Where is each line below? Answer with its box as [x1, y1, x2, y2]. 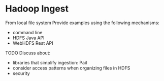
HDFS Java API [12, 35, 45, 41]
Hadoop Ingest [5, 3, 69, 15]
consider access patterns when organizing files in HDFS [12, 65, 130, 71]
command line [12, 29, 43, 35]
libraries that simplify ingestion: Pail [12, 59, 87, 65]
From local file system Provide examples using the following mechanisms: [5, 20, 160, 26]
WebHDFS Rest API [12, 40, 53, 46]
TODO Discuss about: [5, 50, 51, 56]
